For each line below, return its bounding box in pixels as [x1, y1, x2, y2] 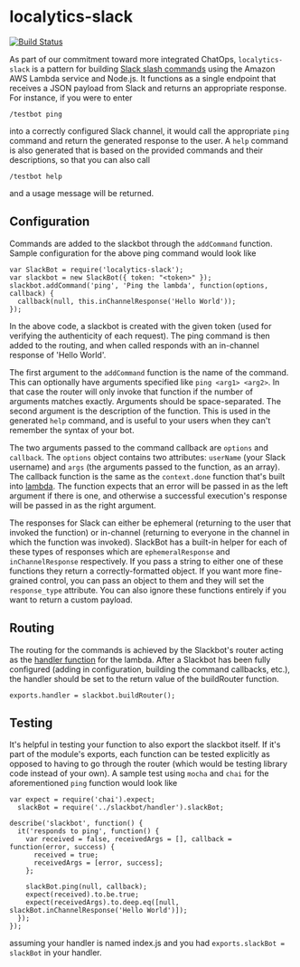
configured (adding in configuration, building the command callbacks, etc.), [9, 663, 291, 675]
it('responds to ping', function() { [17, 827, 160, 836]
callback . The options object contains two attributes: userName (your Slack [9, 451, 286, 462]
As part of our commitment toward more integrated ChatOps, [9, 53, 237, 64]
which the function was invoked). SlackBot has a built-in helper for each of [9, 536, 287, 547]
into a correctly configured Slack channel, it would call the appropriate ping [9, 125, 290, 137]
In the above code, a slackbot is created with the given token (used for [9, 320, 272, 331]
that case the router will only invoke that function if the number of [9, 386, 253, 397]
